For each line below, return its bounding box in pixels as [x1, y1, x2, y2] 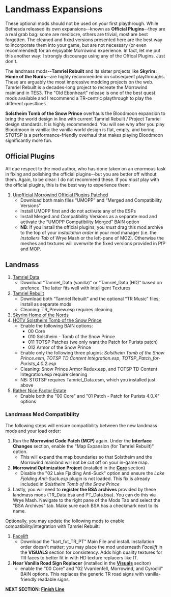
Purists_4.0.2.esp [20, 360, 56, 367]
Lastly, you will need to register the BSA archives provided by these [12, 486, 156, 492]
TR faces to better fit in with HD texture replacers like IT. [20, 554, 138, 560]
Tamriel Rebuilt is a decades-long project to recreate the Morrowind [5, 84, 148, 90]
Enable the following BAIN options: [20, 322, 93, 329]
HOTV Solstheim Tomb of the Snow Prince [12, 317, 102, 323]
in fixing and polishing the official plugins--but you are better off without [5, 171, 157, 177]
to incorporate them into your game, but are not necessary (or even [5, 42, 147, 48]
